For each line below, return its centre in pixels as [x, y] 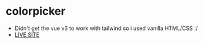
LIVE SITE [27, 34]
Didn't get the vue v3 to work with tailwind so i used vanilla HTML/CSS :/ [106, 28]
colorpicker [36, 11]
